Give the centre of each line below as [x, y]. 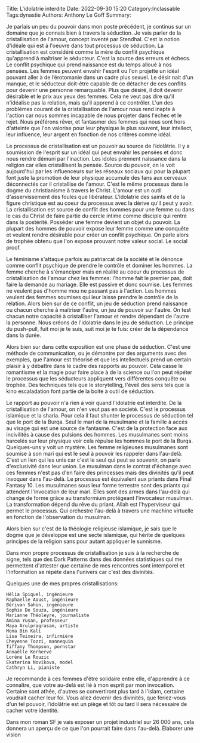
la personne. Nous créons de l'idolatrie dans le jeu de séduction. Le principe [100, 323]
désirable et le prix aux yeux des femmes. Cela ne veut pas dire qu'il [90, 96]
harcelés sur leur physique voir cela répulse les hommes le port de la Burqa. [100, 441]
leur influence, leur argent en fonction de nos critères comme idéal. [89, 134]
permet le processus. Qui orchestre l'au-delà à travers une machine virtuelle [100, 511]
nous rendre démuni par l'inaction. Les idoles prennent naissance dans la [96, 159]
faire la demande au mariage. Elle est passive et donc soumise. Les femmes [99, 284]
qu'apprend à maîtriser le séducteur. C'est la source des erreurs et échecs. [99, 58]
